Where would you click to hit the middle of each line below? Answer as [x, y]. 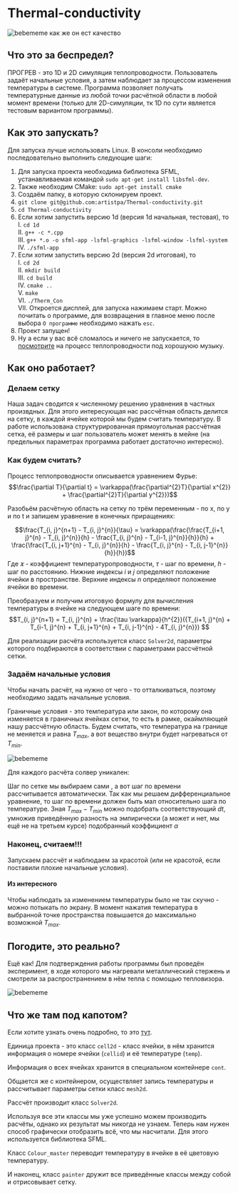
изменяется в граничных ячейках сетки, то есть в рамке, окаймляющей [118, 719]
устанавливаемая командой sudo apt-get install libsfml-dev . [114, 179]
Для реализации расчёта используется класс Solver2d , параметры [110, 640]
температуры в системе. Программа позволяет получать [95, 88]
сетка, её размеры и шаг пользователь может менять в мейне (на [109, 434]
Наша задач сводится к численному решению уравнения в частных [111, 404]
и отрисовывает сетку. [42, 1182]
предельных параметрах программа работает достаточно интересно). [116, 442]
